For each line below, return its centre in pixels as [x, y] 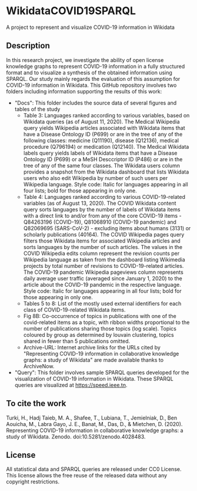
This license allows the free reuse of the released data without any [87, 476]
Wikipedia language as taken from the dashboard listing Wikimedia [104, 259]
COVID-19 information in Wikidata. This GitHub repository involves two [91, 85]
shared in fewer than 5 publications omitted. [77, 341]
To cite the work [36, 403]
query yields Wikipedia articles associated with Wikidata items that [104, 127]
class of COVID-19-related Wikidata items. [74, 310]
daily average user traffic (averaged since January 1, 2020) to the [103, 278]
